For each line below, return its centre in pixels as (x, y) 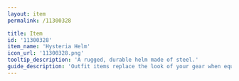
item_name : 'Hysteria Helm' (49, 47)
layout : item (27, 14)
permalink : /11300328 (39, 21)
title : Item (25, 33)
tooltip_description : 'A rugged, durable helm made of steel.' (103, 60)
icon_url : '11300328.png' (46, 53)
